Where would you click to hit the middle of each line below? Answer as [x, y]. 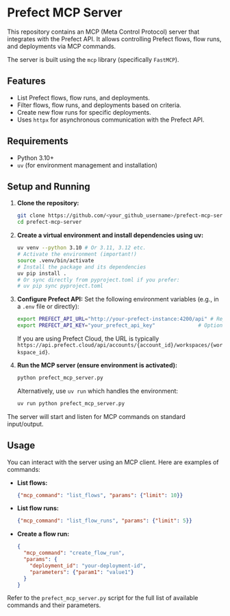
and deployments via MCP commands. [62, 46]
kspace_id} [33, 352]
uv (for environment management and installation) [87, 165]
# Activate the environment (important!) [77, 254]
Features [26, 81]
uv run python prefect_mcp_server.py [71, 403]
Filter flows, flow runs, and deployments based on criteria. [99, 105]
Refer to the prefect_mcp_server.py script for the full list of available [103, 598]
